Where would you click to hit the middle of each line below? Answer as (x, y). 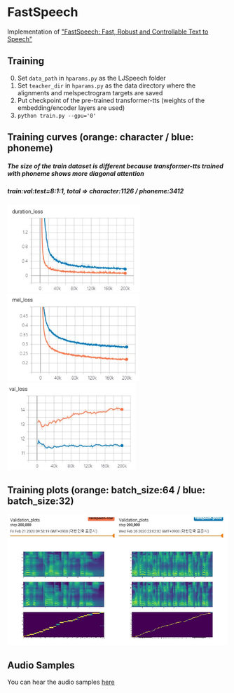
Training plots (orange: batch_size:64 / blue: (106, 490)
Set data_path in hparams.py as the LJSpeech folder (91, 78)
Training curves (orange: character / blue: (101, 137)
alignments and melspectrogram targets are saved (90, 92)
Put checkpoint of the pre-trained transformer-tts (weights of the (111, 100)
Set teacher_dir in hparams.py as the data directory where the (106, 85)
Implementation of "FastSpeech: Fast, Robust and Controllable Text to (108, 32)
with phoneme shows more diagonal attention (76, 173)
